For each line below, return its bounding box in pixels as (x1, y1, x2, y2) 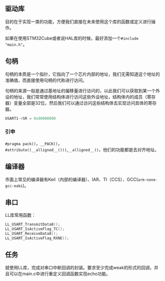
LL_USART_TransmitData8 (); (5, 222, 60, 227)
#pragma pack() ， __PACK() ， (5, 140, 62, 146)
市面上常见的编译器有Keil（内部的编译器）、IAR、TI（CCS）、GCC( (5, 176, 138, 182)
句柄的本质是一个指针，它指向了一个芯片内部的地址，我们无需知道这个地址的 (5, 71, 160, 77)
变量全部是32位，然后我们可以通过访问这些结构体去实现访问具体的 (13, 100, 148, 106)
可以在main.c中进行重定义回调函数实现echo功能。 (9, 271, 110, 277)
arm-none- (137, 177, 158, 182)
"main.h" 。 (5, 41, 27, 47)
